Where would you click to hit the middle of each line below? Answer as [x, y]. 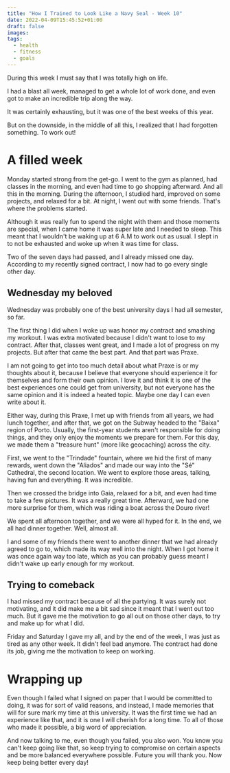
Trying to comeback [51, 585]
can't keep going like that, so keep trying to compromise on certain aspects [114, 748]
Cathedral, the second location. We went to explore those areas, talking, [109, 472]
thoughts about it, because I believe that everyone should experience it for [112, 372]
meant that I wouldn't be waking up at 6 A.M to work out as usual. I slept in [113, 236]
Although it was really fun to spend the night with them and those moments [113, 221]
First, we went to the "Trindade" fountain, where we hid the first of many [109, 458]
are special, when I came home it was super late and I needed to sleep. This [114, 229]
